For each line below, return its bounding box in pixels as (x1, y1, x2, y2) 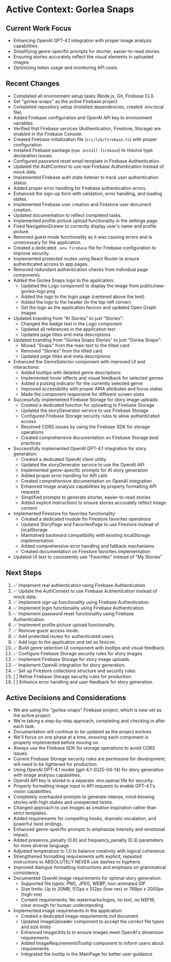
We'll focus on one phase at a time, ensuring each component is (13, 734, 149, 741)
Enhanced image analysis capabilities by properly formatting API (20, 483, 157, 489)
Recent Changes (6, 79, 60, 88)
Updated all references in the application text (20, 326, 116, 332)
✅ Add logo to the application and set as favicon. (13, 639, 116, 645)
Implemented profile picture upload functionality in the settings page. (13, 217, 159, 224)
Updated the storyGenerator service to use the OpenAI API (20, 461, 145, 467)
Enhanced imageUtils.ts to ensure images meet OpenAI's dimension (20, 929, 164, 935)
